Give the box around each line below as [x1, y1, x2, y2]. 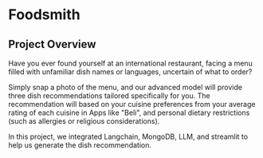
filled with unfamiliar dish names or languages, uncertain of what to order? [8, 67, 253, 77]
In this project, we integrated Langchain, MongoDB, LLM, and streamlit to [8, 132, 249, 141]
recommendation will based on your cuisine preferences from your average [8, 100, 256, 109]
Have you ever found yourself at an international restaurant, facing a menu [8, 58, 253, 68]
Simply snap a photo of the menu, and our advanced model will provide [8, 82, 243, 92]
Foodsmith [8, 6, 81, 24]
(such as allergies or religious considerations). [8, 117, 160, 125]
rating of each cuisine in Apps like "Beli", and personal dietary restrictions [8, 108, 250, 117]
